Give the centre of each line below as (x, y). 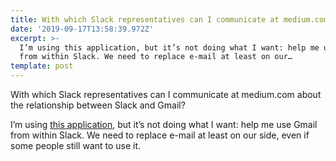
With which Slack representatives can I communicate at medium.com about (166, 94)
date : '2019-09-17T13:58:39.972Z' (82, 29)
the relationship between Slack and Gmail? (98, 105)
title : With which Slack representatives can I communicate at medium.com (169, 19)
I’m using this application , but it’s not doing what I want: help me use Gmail (164, 124)
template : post (42, 66)
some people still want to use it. (76, 145)
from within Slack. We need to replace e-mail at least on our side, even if (160, 135)
